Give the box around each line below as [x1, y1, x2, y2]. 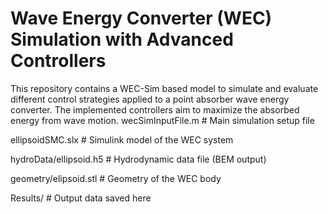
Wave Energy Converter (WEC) [10, 7, 273, 30]
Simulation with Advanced [10, 28, 234, 51]
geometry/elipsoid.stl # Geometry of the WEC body [10, 172, 222, 184]
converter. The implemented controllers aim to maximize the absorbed [10, 103, 300, 116]
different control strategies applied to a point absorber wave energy [10, 93, 290, 105]
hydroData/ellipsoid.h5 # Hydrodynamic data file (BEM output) [10, 153, 267, 165]
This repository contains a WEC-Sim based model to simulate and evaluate [10, 82, 319, 94]
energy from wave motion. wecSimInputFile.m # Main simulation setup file [10, 114, 315, 126]
